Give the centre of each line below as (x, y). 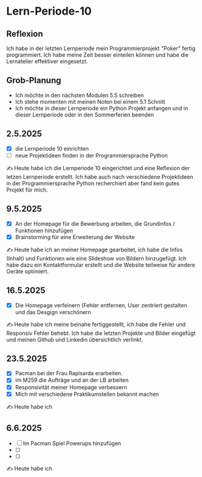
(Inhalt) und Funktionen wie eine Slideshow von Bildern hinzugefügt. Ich (96, 258)
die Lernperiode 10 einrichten (52, 148)
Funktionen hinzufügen (44, 231)
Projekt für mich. (27, 190)
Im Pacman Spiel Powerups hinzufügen (72, 443)
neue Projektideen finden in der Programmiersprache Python (92, 155)
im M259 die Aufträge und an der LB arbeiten (72, 380)
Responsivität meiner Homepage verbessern (71, 387)
